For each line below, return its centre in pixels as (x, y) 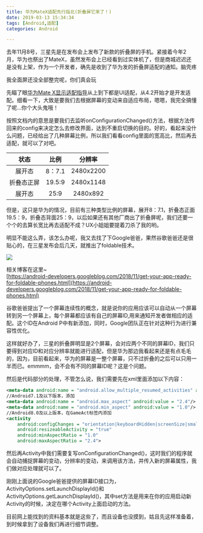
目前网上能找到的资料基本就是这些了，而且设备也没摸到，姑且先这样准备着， (101, 516)
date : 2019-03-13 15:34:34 (40, 18)
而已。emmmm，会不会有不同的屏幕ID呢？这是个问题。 (80, 366)
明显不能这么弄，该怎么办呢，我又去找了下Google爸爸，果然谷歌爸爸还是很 (100, 238)
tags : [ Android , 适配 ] (33, 23)
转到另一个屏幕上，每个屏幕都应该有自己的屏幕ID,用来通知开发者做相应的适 (100, 316)
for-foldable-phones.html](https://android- (59, 283)
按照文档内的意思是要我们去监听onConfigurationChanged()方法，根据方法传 (101, 121)
